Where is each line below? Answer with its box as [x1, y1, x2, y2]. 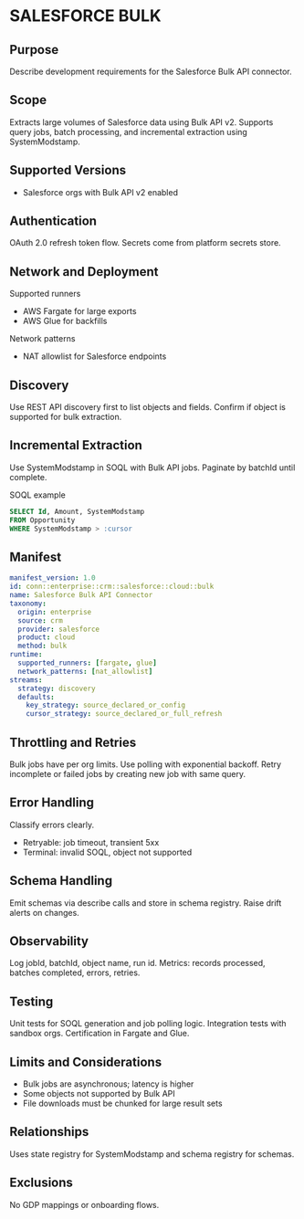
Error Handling [9, 795, 94, 811]
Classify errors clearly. [9, 819, 95, 830]
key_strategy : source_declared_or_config [26, 700, 185, 710]
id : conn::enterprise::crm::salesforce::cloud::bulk [9, 582, 215, 592]
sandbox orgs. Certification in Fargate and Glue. [9, 1028, 190, 1039]
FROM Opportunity [9, 515, 76, 525]
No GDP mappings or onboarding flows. [9, 1199, 160, 1210]
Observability [9, 933, 89, 950]
